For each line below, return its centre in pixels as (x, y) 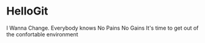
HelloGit (27, 11)
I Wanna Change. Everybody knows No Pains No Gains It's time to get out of (102, 28)
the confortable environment (42, 34)
